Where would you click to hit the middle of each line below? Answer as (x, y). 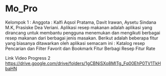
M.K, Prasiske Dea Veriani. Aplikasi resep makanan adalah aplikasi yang (79, 27)
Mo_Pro (21, 9)
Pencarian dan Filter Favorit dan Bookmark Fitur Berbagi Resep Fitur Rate (80, 48)
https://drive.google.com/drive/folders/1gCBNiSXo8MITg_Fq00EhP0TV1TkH (83, 63)
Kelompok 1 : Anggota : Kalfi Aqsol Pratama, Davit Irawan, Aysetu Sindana (81, 22)
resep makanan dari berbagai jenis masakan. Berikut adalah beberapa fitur (82, 38)
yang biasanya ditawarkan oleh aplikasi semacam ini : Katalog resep (75, 43)
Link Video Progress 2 (28, 58)
